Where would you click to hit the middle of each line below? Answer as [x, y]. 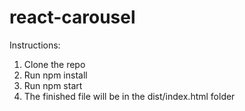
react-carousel [72, 17]
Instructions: [35, 45]
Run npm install [55, 75]
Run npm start [53, 85]
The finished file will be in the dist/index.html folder [129, 96]
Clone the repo [54, 64]
